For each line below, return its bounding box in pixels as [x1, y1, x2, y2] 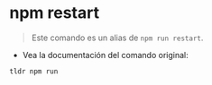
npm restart [9, 3, 100, 23]
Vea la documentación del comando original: [22, 49, 189, 60]
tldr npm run [9, 66, 59, 76]
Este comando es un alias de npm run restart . [31, 32, 204, 43]
